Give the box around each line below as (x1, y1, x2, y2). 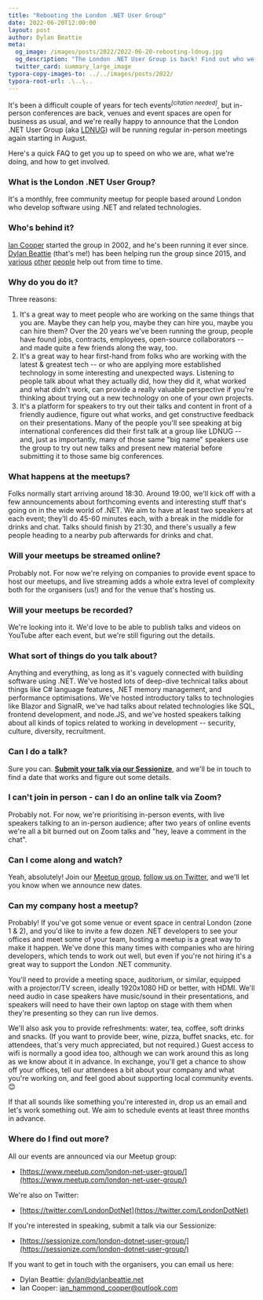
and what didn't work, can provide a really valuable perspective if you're (19, 385, 254, 394)
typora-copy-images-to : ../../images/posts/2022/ (8, 70, 174, 78)
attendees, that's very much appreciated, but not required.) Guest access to (8, 1040, 254, 1049)
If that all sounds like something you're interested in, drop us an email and (8, 1097, 247, 1107)
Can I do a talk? (8, 746, 68, 757)
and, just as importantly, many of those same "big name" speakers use (19, 435, 249, 445)
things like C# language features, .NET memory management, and (8, 685, 222, 694)
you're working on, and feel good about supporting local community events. (8, 1074, 254, 1083)
